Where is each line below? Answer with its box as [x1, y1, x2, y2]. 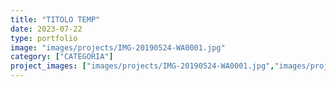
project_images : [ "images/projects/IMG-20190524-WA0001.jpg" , [10, 61, 275, 71]
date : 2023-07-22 [10, 24, 83, 34]
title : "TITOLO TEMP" [10, 14, 101, 25]
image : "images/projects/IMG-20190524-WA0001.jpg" [10, 42, 226, 53]
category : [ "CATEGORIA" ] [10, 52, 114, 62]
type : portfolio [10, 33, 78, 43]
